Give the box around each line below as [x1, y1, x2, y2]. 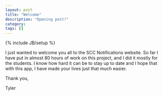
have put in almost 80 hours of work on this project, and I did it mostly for [5, 55, 158, 61]
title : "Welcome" [5, 12, 42, 17]
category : [5, 21, 26, 27]
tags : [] [5, 26, 24, 31]
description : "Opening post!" [5, 17, 69, 22]
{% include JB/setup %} [5, 40, 56, 46]
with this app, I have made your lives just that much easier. [5, 66, 127, 72]
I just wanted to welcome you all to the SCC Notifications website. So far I [5, 50, 158, 56]
